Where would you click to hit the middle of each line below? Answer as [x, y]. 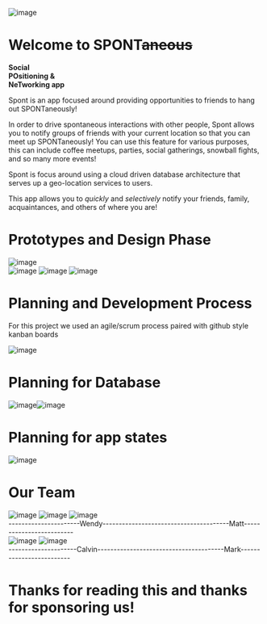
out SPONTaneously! [43, 108]
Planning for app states [88, 437]
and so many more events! [52, 158]
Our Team [42, 492]
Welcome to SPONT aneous [100, 45]
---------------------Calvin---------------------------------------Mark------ [134, 549]
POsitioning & [31, 76]
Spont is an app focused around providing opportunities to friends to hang [132, 100]
